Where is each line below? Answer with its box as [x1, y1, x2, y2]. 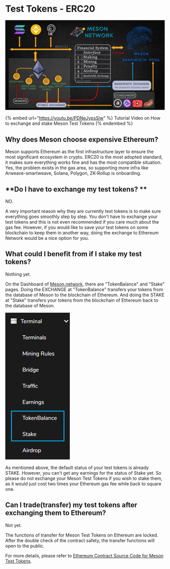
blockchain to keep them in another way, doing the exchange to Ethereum [5, 230, 159, 236]
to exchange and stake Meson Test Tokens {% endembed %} [5, 120, 133, 127]
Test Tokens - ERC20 [5, 3, 95, 15]
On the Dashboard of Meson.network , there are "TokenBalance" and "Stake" [5, 281, 165, 287]
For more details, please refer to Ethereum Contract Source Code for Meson [5, 552, 163, 558]
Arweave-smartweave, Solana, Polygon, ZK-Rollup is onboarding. [5, 170, 142, 176]
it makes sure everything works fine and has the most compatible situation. [5, 159, 162, 165]
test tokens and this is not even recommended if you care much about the [5, 219, 159, 225]
